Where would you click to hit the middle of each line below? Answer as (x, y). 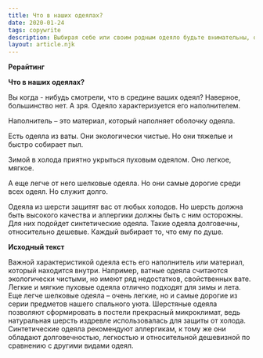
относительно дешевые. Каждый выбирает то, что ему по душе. (116, 232)
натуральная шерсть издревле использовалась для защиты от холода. (127, 321)
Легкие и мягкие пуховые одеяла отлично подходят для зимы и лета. (124, 287)
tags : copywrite (34, 30)
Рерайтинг (27, 67)
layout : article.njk (42, 45)
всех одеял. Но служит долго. (58, 192)
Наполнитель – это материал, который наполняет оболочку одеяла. (122, 121)
